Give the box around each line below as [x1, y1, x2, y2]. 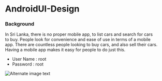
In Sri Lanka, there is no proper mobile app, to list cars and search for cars [5, 31, 153, 37]
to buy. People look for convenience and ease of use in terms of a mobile [5, 37, 151, 42]
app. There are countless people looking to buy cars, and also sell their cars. [5, 42, 158, 48]
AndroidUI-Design [5, 3, 80, 14]
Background [5, 21, 35, 27]
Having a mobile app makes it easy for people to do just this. [5, 47, 126, 53]
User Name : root [12, 56, 47, 62]
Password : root [12, 61, 44, 67]
